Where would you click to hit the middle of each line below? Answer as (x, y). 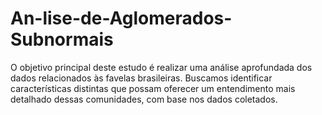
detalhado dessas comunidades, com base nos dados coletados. (144, 99)
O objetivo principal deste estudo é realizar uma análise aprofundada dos (161, 67)
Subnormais (62, 39)
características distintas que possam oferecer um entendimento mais (153, 88)
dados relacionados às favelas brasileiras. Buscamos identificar (141, 78)
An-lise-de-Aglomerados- (121, 18)
